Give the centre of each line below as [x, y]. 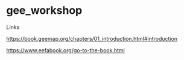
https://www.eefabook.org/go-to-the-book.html [65, 50]
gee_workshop [44, 10]
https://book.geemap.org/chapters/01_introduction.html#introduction [92, 38]
